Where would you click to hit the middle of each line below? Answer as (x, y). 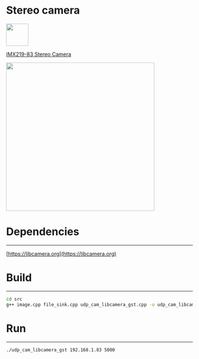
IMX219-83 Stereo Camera (39, 54)
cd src (14, 299)
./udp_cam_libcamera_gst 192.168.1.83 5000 (61, 350)
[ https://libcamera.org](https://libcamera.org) (61, 253)
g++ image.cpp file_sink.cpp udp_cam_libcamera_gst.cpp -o (81, 304)
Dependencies (43, 232)
